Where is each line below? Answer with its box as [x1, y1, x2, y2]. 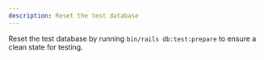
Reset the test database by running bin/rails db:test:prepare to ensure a [8, 34, 257, 43]
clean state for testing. [8, 42, 83, 52]
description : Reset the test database [8, 11, 139, 20]
